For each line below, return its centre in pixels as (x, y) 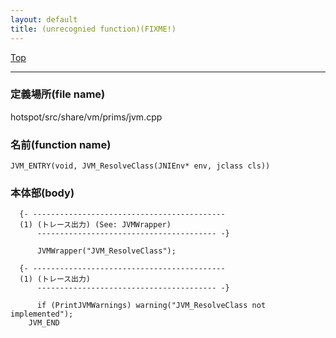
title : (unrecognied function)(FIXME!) (93, 29)
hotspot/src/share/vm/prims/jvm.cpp (86, 117)
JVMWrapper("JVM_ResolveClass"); (106, 251)
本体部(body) (42, 193)
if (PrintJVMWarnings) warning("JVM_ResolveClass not (151, 306)
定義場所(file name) (58, 94)
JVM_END (44, 323)
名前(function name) (61, 144)
